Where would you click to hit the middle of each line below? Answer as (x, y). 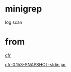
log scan (14, 22)
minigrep (24, 9)
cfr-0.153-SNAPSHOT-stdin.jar (35, 64)
